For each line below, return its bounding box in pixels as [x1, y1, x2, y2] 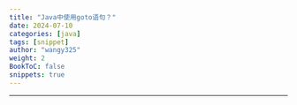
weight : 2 [9, 54, 46, 63]
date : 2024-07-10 [9, 21, 73, 30]
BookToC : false [9, 63, 65, 71]
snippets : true [9, 71, 65, 79]
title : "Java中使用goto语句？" [9, 12, 117, 22]
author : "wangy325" [9, 46, 81, 55]
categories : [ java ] [9, 29, 81, 38]
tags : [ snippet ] [9, 37, 69, 47]
